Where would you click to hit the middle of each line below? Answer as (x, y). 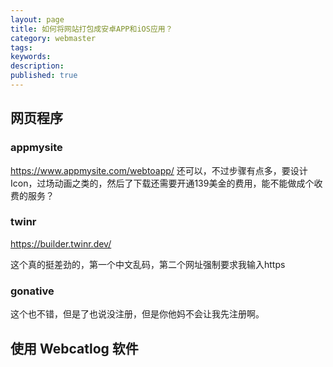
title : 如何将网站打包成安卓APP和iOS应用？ (91, 29)
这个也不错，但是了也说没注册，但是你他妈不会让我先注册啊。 (137, 314)
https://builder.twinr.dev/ (61, 243)
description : (37, 66)
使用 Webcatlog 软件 (74, 348)
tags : (21, 47)
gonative (32, 291)
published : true (44, 76)
